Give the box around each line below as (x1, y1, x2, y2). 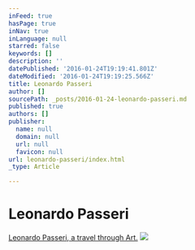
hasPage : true (8, 19, 57, 28)
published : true (8, 102, 63, 110)
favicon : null (15, 148, 63, 156)
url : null (15, 140, 49, 149)
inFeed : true (8, 11, 53, 20)
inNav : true (8, 27, 49, 35)
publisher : (8, 118, 45, 126)
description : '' (8, 58, 63, 66)
